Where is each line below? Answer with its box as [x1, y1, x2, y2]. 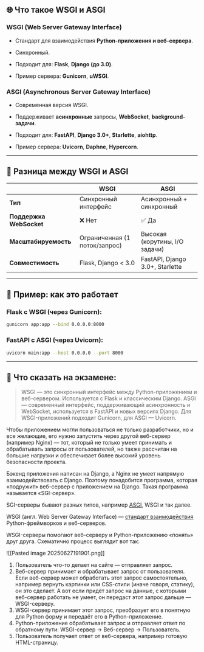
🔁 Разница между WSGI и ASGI [6, 167, 129, 177]
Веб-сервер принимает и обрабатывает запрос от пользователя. [15, 568, 185, 575]
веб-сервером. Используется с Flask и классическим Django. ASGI [21, 395, 196, 402]
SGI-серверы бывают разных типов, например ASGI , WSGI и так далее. [6, 501, 192, 508]
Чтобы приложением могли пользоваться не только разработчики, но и [6, 426, 194, 434]
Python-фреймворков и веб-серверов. [6, 519, 107, 527]
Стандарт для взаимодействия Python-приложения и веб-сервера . [15, 36, 193, 44]
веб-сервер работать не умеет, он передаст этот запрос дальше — [15, 594, 191, 601]
